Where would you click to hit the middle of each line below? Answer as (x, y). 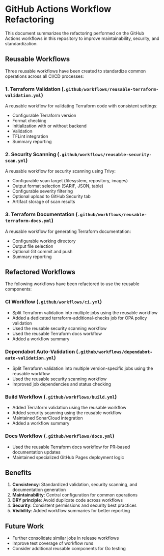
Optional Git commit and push (42, 251)
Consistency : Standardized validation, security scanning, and (75, 485)
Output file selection (33, 246)
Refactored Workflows (40, 272)
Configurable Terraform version (44, 115)
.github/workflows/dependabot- (115, 352)
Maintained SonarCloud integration (48, 418)
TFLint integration (30, 136)
